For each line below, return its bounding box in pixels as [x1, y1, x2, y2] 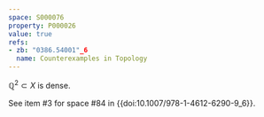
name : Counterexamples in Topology [16, 54, 148, 63]
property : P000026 [8, 21, 76, 30]
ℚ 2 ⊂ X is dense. [8, 79, 71, 90]
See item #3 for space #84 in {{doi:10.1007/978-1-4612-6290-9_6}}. [8, 97, 256, 108]
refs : [8, 37, 28, 47]
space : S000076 [8, 12, 65, 22]
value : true [8, 29, 52, 38]
